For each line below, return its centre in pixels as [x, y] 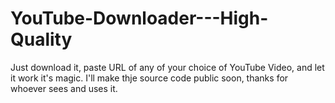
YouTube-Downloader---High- [139, 18]
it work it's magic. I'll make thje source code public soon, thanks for [149, 78]
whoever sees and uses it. [64, 88]
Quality [41, 39]
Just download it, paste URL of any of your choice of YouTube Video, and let [167, 67]
